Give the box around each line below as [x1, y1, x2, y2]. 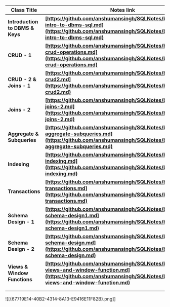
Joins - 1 [8, 82, 31, 89]
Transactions [8, 188, 40, 195]
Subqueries [8, 137, 36, 143]
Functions [8, 276, 33, 283]
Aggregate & [8, 130, 39, 137]
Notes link [110, 7, 136, 13]
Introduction [8, 18, 38, 25]
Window [8, 270, 29, 277]
